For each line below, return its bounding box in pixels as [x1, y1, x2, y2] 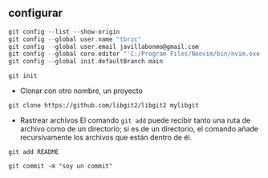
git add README [8, 148, 59, 156]
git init [8, 72, 38, 80]
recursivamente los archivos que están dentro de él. [19, 132, 193, 143]
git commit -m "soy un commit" [8, 162, 113, 171]
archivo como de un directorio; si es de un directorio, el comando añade [19, 124, 259, 134]
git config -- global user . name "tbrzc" [8, 35, 142, 43]
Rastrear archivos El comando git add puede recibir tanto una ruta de [19, 115, 251, 125]
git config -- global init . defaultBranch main [8, 58, 163, 66]
